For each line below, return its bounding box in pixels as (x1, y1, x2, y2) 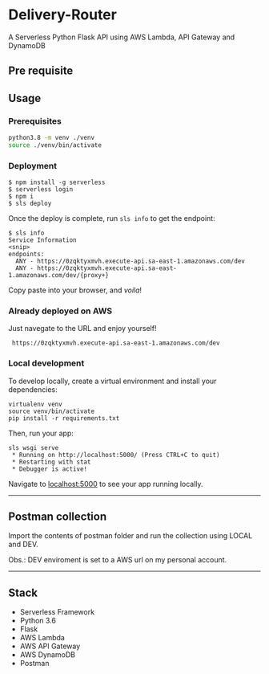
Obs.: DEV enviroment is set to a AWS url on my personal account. (8, 555, 227, 565)
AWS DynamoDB (19, 650, 76, 660)
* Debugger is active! (11, 464, 88, 473)
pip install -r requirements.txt (8, 414, 120, 423)
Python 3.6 (19, 616, 56, 626)
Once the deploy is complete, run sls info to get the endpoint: (8, 214, 215, 223)
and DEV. (8, 540, 38, 549)
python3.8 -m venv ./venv (8, 134, 94, 142)
